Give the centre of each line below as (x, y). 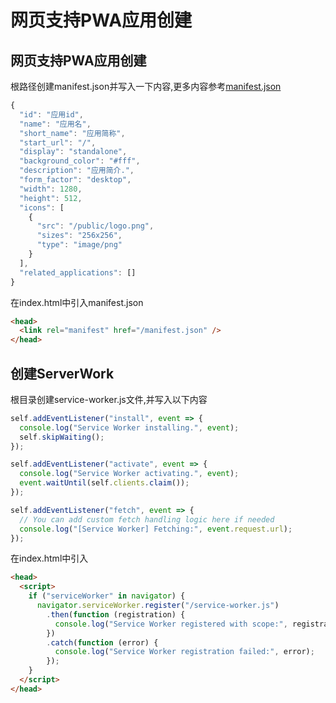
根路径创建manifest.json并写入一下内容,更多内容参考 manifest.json (146, 86)
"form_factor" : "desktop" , (75, 180)
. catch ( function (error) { (102, 642)
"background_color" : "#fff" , (80, 161)
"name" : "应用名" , (55, 124)
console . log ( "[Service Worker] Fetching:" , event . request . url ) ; (156, 529)
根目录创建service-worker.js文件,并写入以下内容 (109, 399)
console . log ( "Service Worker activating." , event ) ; (129, 474)
